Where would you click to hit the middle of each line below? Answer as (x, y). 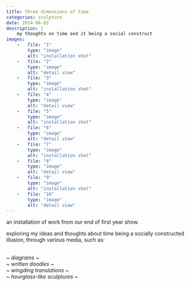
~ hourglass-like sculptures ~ (42, 276)
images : (16, 39)
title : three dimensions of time (47, 12)
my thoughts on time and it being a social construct (85, 34)
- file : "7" (34, 144)
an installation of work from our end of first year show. (73, 222)
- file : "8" (34, 161)
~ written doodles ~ (30, 264)
